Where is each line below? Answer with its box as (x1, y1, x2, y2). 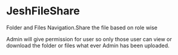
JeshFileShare (6, 4, 80, 18)
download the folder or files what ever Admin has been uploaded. (6, 42, 170, 49)
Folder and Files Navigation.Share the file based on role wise (6, 24, 158, 31)
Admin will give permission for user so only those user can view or (6, 35, 173, 42)
